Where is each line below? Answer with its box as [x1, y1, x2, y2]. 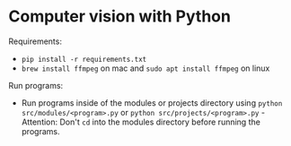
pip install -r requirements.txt [21, 55, 147, 64]
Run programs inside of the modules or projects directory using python [21, 97, 283, 108]
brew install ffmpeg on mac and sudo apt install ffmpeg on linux [21, 63, 270, 73]
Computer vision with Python [8, 6, 231, 27]
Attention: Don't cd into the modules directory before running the [21, 116, 261, 127]
